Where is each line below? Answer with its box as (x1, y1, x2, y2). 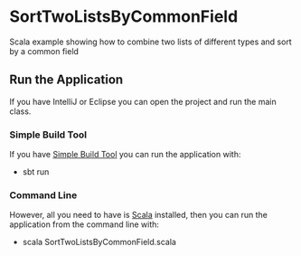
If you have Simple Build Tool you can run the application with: (9, 149, 241, 160)
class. (9, 106, 32, 117)
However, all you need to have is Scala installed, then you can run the (9, 210, 268, 221)
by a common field (9, 45, 80, 56)
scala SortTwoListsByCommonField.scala (22, 237, 176, 248)
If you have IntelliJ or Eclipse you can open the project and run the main (9, 96, 277, 107)
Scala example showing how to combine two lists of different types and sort (9, 36, 292, 47)
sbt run (22, 166, 50, 177)
